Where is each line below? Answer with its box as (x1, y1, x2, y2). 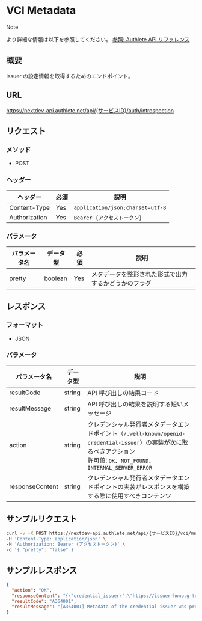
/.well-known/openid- (123, 430, 185, 437)
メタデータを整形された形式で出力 (91, 270, 188, 278)
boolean (44, 274, 67, 283)
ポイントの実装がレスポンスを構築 (93, 482, 190, 491)
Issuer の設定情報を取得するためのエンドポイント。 (6, 72, 133, 79)
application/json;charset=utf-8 (73, 204, 167, 211)
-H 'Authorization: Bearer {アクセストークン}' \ (6, 542, 126, 548)
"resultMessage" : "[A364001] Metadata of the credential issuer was (11, 604, 187, 610)
